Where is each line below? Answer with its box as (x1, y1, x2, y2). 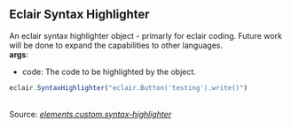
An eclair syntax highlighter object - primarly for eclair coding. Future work (9, 30, 282, 41)
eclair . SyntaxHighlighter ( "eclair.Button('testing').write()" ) (9, 83, 248, 92)
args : (9, 49, 29, 60)
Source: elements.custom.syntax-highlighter (9, 109, 171, 119)
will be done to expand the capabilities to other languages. (9, 40, 224, 50)
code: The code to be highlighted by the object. (21, 66, 197, 77)
